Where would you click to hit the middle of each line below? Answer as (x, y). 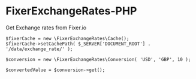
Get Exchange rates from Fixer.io (46, 28)
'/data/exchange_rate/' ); (39, 49)
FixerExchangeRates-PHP (71, 11)
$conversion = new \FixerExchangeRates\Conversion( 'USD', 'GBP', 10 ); (98, 59)
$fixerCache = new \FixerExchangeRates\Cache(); (67, 38)
